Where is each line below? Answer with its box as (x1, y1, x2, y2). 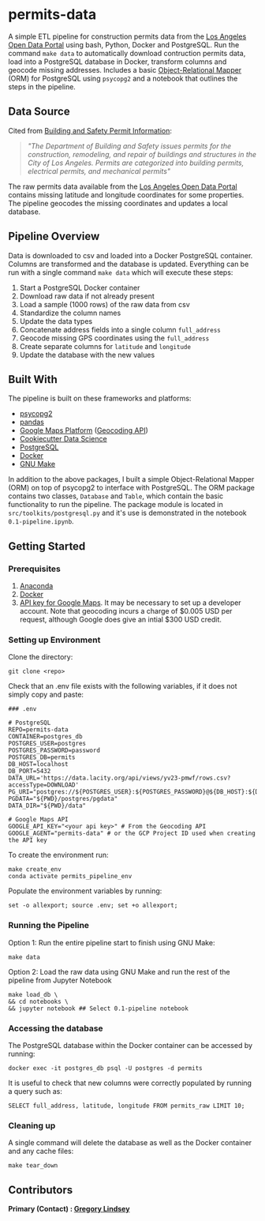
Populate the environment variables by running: (8, 886, 162, 896)
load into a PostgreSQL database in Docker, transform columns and (8, 57, 227, 66)
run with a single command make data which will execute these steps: (8, 267, 233, 277)
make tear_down (8, 1162, 58, 1170)
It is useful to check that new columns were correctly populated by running (8, 1078, 252, 1088)
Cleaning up (8, 1120, 56, 1131)
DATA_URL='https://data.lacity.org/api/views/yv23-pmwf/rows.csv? (8, 774, 231, 783)
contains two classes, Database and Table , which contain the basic (8, 491, 224, 501)
